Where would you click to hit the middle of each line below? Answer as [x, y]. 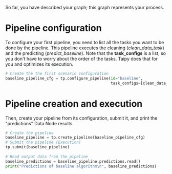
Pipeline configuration [53, 28]
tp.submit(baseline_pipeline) [38, 147]
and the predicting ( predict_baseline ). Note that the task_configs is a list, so [86, 53]
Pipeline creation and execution [74, 103]
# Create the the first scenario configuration [57, 73]
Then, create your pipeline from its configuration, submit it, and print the [81, 118]
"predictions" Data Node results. [40, 123]
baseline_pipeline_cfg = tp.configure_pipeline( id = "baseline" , [74, 78]
